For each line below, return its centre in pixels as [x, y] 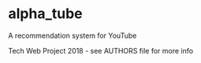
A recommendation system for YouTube [73, 35]
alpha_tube [45, 14]
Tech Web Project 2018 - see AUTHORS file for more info [101, 50]
